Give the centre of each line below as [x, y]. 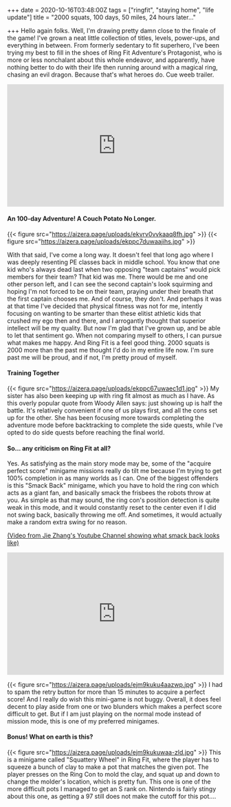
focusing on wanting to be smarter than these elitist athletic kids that [104, 313]
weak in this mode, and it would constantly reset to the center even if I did [112, 508]
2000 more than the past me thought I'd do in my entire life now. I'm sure [111, 350]
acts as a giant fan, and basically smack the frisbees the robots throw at [109, 493]
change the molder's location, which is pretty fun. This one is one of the [109, 781]
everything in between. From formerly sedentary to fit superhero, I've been [113, 45]
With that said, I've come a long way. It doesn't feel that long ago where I [110, 255]
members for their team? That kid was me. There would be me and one [108, 277]
